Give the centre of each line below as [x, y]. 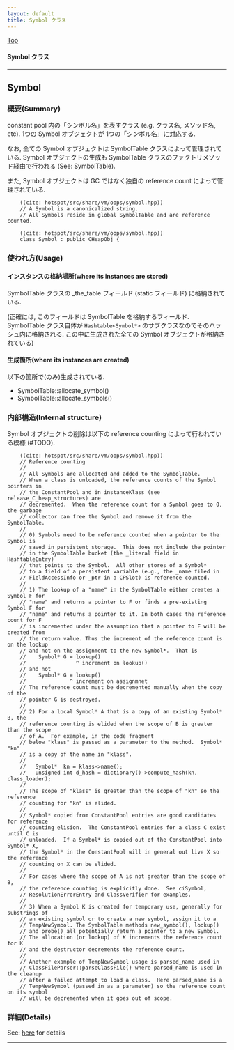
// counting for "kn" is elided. [68, 803]
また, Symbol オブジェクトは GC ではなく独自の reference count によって [112, 181]
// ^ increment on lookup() [84, 663]
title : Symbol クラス [37, 20]
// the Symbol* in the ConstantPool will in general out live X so [119, 852]
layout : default [31, 14]
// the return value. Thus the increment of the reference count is [121, 639]
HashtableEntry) [31, 559]
